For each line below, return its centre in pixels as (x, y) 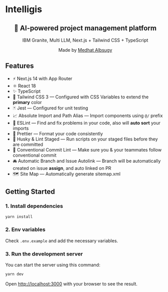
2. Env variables (25, 230)
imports (21, 128)
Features (20, 66)
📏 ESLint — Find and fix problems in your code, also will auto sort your (87, 123)
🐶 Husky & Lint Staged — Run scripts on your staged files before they (85, 139)
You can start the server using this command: (53, 265)
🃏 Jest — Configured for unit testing (50, 108)
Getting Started (30, 192)
